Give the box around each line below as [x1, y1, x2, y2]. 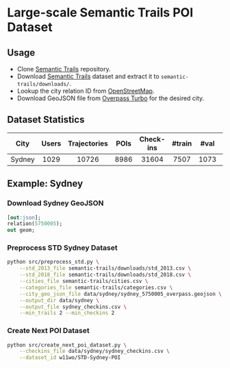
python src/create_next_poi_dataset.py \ [7, 341, 127, 348]
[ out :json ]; [7, 214, 41, 221]
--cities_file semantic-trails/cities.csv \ [19, 278, 149, 285]
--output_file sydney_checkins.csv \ [19, 303, 127, 310]
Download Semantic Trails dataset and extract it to [16, 72, 159, 80]
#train [172, 139, 192, 148]
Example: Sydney [7, 178, 84, 189]
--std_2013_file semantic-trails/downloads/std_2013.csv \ [19, 265, 192, 272]
